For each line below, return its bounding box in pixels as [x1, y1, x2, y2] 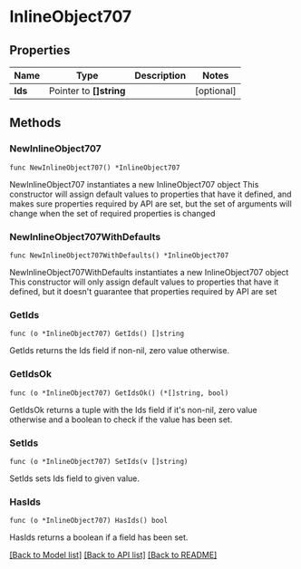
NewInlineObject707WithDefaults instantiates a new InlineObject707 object [9, 266, 289, 277]
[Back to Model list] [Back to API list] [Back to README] [9, 550, 218, 561]
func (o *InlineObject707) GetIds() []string [9, 329, 184, 339]
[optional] [194, 84, 238, 97]
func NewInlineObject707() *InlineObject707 [9, 163, 180, 172]
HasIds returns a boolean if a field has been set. [9, 532, 189, 543]
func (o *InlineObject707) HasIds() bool [9, 516, 169, 526]
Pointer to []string [48, 84, 126, 97]
